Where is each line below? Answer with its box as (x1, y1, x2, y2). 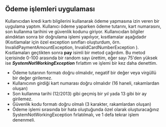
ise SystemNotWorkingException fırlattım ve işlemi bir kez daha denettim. (5, 60, 158, 66)
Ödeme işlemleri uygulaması (5, 5, 95, 13)
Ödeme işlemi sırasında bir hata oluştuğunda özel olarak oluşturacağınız (12, 106, 160, 112)
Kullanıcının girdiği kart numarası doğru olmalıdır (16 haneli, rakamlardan (12, 80, 160, 86)
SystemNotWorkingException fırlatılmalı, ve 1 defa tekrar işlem (12, 112, 139, 118)
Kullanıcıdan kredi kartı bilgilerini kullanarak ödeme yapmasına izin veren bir (5, 18, 160, 24)
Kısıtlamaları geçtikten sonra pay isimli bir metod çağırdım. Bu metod (5, 49, 145, 55)
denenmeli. (12, 117, 36, 123)
